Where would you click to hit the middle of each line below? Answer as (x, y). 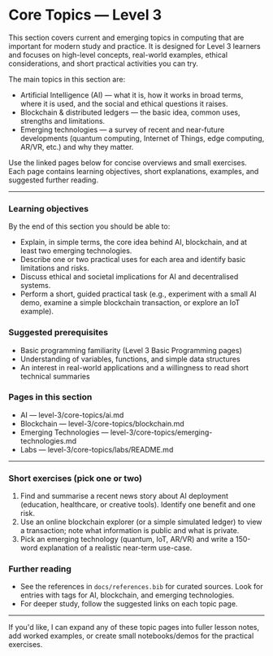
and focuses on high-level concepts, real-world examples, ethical (118, 55)
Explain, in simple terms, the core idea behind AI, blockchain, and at (134, 243)
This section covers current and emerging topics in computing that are (126, 37)
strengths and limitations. (63, 120)
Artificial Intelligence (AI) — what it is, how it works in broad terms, (132, 94)
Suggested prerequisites (58, 333)
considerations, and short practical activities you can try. (104, 63)
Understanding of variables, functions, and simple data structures (130, 359)
